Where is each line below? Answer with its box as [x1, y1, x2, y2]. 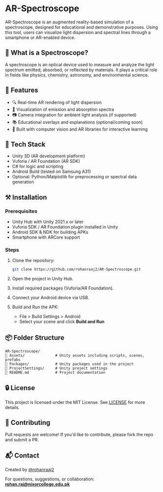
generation [12, 179, 34, 185]
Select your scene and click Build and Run [19, 319, 105, 324]
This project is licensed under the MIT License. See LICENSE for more [5, 399, 145, 405]
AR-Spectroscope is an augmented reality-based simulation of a [5, 19, 134, 25]
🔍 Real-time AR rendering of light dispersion [12, 99, 102, 105]
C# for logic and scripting [12, 164, 64, 170]
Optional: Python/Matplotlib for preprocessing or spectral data [12, 174, 137, 180]
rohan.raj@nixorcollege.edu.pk [5, 481, 70, 487]
